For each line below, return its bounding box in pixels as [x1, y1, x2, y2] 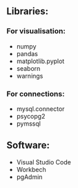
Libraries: [6, 6, 49, 17]
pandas [16, 49, 39, 58]
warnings [16, 71, 43, 80]
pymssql [16, 119, 41, 128]
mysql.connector [16, 104, 65, 113]
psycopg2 [16, 112, 46, 120]
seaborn [16, 64, 41, 72]
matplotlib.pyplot [16, 57, 65, 65]
